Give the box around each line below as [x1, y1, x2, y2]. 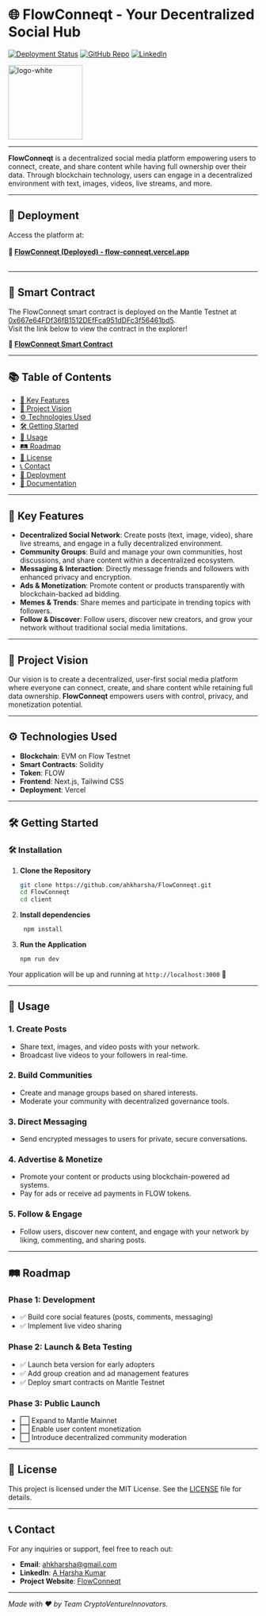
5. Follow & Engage [8, 1208, 83, 1219]
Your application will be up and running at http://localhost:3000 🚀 [8, 969, 227, 979]
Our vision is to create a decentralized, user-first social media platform [8, 674, 239, 684]
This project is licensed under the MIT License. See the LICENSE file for [8, 1484, 242, 1493]
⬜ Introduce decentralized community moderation [19, 1433, 188, 1442]
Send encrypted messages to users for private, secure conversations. [19, 1134, 248, 1144]
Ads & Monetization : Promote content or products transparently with [19, 581, 245, 590]
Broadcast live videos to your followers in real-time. [19, 1050, 188, 1060]
